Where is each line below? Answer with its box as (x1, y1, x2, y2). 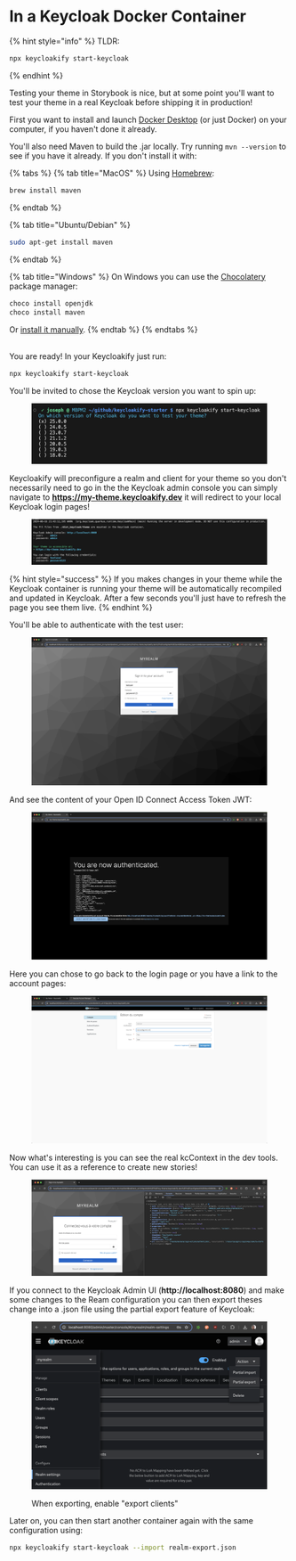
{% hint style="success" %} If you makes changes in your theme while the (9, 574, 283, 584)
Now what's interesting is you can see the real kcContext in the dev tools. (9, 1152, 278, 1163)
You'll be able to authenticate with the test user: (9, 619, 184, 630)
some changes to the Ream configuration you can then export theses (9, 1295, 263, 1305)
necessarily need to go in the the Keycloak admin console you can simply (9, 482, 278, 493)
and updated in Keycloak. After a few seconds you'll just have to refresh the (9, 593, 286, 603)
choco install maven (9, 308, 86, 317)
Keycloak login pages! (9, 501, 91, 511)
